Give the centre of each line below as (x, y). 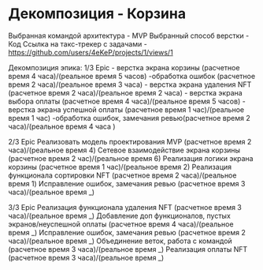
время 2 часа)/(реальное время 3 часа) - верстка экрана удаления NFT (130, 84)
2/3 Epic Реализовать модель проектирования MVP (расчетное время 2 (130, 141)
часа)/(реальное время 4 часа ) (62, 126)
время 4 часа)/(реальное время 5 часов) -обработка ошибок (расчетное (132, 76)
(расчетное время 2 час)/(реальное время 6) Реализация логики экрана (131, 158)
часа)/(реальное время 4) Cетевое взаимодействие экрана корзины (124, 150)
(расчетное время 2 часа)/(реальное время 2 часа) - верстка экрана (125, 92)
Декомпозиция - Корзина (97, 14)
